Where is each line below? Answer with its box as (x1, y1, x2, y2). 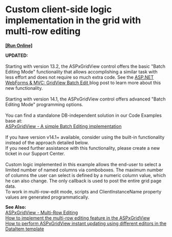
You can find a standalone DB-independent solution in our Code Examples (5, 112, 162, 118)
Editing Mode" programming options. (5, 101, 83, 107)
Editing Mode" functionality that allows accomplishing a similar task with (5, 68, 158, 75)
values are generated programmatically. (5, 194, 90, 200)
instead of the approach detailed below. (5, 140, 89, 146)
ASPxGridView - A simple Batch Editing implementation (5, 123, 122, 129)
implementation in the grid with (5, 14, 141, 26)
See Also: (5, 204, 27, 210)
